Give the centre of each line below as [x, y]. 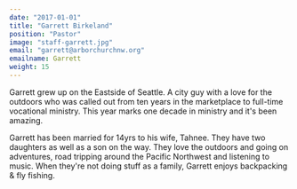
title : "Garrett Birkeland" [61, 26]
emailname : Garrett [45, 59]
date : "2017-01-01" [45, 17]
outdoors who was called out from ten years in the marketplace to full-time [146, 101]
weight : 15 [29, 67]
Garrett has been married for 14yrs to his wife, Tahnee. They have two [137, 138]
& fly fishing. [32, 175]
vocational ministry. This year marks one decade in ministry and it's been [143, 111]
